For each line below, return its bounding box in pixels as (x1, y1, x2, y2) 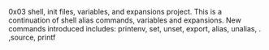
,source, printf (8, 32, 56, 42)
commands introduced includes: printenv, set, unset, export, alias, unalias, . (8, 24, 262, 33)
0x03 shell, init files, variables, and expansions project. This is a (8, 7, 222, 16)
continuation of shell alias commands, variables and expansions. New (8, 15, 241, 25)
